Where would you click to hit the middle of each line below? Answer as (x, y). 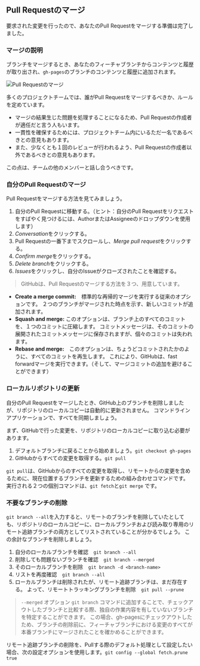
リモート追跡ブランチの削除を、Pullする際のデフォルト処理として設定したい (99, 645)
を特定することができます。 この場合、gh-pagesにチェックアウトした (107, 617)
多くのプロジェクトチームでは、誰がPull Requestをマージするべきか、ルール (100, 98)
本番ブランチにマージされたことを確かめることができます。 (94, 632)
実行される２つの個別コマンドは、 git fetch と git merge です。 (83, 485)
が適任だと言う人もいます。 (49, 125)
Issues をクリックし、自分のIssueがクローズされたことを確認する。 (97, 271)
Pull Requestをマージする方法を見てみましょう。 (66, 199)
